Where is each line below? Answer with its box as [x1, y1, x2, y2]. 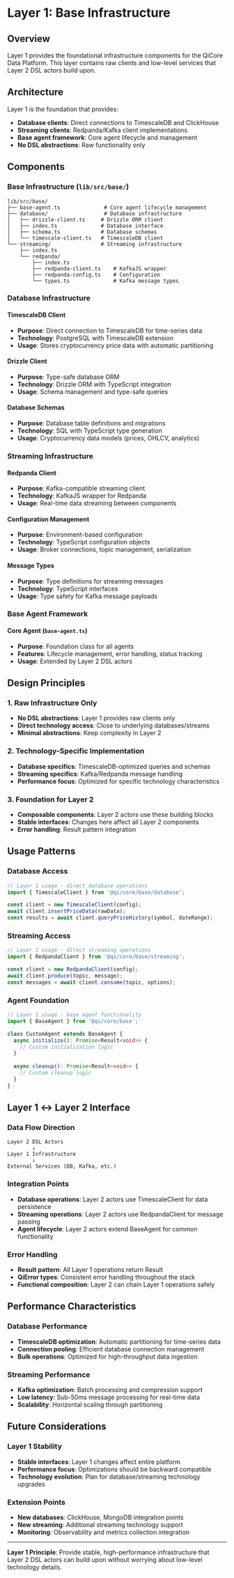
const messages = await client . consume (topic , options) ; [7, 978, 176, 986]
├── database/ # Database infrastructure [7, 210, 182, 217]
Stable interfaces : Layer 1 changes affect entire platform [17, 1457, 181, 1465]
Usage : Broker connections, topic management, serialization [17, 545, 192, 553]
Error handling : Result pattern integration [17, 825, 136, 833]
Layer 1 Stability [7, 1442, 63, 1452]
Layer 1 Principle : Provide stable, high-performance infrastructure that [7, 1548, 210, 1556]
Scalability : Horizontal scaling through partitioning [17, 1400, 163, 1409]
